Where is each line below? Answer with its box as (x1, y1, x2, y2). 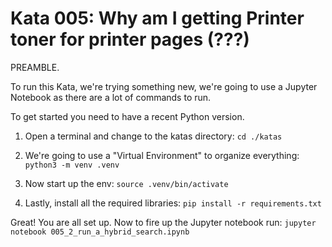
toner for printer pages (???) (10, 28, 250, 51)
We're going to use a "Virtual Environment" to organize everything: (24, 149, 300, 161)
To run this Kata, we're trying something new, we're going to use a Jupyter (10, 80, 318, 92)
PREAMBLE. (10, 61, 60, 73)
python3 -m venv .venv (24, 160, 120, 170)
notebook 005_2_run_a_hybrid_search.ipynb (10, 227, 190, 237)
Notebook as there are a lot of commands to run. (10, 91, 212, 103)
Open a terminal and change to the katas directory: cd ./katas (24, 130, 283, 142)
